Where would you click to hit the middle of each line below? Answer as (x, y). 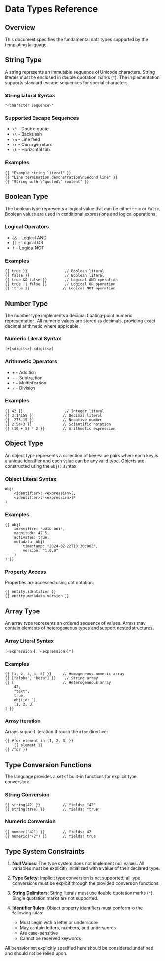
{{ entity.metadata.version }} (37, 596)
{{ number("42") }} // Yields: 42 (48, 832)
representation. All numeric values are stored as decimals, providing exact (80, 321)
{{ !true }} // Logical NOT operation (60, 288)
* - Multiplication (29, 383)
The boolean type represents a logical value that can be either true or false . (82, 208)
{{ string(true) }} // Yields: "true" (52, 809)
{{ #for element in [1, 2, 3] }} (39, 741)
